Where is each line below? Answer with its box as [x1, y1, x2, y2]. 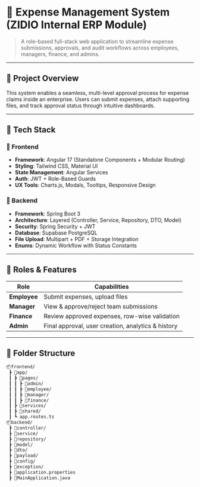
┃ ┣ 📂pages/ [8, 375, 39, 381]
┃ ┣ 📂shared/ [8, 408, 42, 414]
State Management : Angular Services [14, 169, 108, 176]
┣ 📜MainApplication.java [8, 474, 70, 481]
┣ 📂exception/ [8, 464, 44, 470]
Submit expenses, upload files [43, 292, 128, 301]
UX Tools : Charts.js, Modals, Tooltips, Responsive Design [14, 181, 156, 189]
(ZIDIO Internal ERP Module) [6, 18, 147, 32]
